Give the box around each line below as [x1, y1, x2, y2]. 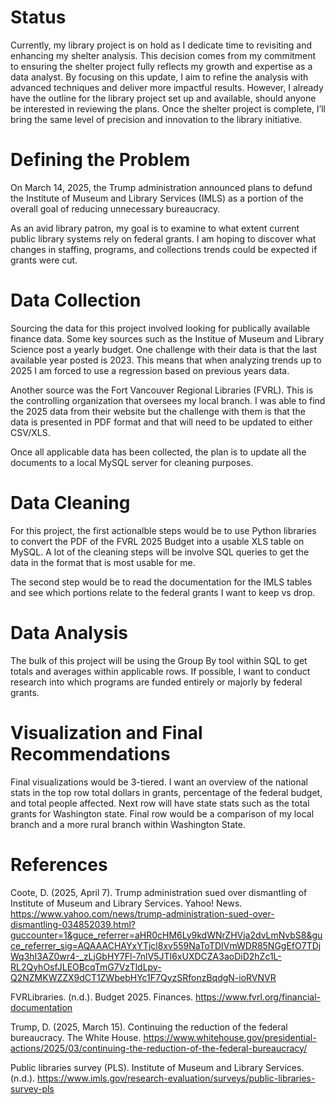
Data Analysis [10, 621, 129, 644]
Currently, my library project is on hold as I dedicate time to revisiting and [10, 39, 313, 51]
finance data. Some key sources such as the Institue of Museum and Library [10, 332, 325, 345]
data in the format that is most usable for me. [10, 556, 196, 568]
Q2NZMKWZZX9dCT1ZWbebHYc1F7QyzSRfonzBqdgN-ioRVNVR [10, 971, 277, 983]
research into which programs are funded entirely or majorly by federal [10, 676, 303, 688]
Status [10, 6, 67, 29]
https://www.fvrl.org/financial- [195, 991, 322, 1003]
